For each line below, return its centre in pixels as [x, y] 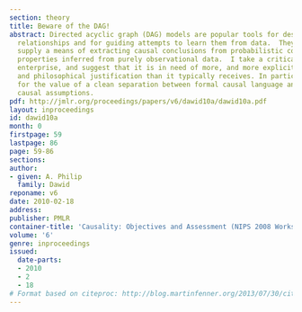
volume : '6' [31, 235]
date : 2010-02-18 [42, 202]
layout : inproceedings [52, 110]
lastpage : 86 [34, 143]
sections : [28, 160]
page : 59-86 [31, 151]
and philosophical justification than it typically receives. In [142, 76]
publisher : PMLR [40, 218]
